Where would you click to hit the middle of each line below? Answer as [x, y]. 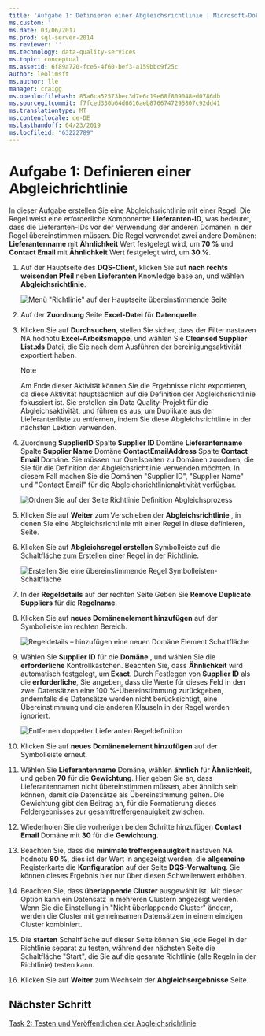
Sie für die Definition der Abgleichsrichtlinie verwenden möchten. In [130, 468]
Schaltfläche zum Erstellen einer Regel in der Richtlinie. [110, 555]
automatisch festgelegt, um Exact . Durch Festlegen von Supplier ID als [135, 674]
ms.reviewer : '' [35, 45]
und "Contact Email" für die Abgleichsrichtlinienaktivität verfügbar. [128, 485]
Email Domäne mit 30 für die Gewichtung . [89, 835]
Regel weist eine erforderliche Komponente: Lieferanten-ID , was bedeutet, [130, 218]
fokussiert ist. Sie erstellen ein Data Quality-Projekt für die [114, 402]
